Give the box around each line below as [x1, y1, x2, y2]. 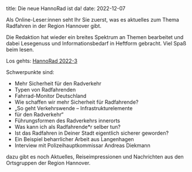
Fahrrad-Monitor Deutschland [14, 93, 87, 99]
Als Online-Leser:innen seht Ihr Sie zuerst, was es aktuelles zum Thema [6, 16, 180, 23]
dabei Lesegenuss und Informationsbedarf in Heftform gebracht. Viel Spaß [6, 40, 186, 47]
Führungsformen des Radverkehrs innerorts [14, 117, 121, 124]
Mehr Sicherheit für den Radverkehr [14, 80, 102, 87]
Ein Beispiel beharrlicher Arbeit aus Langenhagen [14, 136, 135, 142]
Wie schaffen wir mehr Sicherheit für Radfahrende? [14, 99, 139, 106]
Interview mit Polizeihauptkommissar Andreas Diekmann [14, 142, 150, 149]
